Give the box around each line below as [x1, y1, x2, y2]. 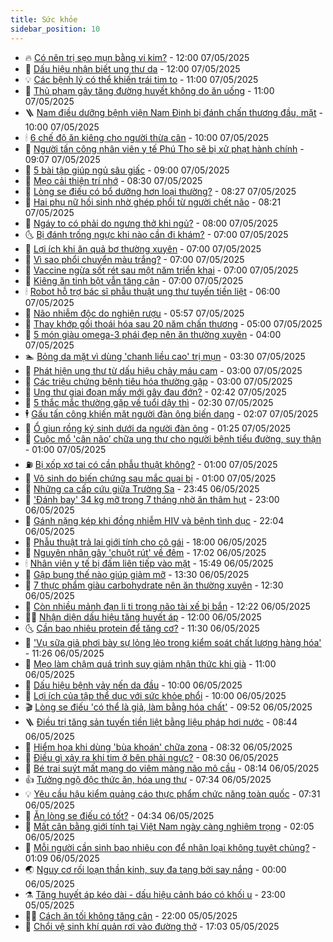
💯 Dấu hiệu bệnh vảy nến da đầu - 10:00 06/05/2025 [24, 679, 243, 691]
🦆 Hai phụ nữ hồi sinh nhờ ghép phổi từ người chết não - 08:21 [24, 196, 282, 208]
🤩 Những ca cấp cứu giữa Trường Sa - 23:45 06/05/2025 [24, 482, 260, 495]
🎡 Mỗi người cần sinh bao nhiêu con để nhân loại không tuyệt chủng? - [24, 841, 317, 853]
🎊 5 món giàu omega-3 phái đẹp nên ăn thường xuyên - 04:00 [24, 328, 282, 340]
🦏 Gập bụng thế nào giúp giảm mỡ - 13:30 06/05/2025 [24, 568, 250, 580]
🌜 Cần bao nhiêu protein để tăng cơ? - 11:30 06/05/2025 [24, 622, 260, 634]
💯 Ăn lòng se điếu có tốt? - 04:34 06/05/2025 [24, 809, 215, 821]
